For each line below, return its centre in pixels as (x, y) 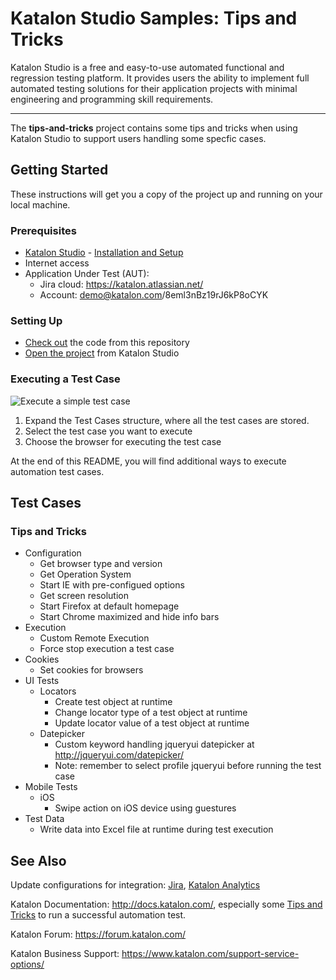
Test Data (44, 819)
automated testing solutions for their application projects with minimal (154, 88)
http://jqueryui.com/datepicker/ (119, 755)
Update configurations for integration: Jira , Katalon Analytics (135, 885)
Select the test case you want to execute (108, 431)
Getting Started (59, 170)
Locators (58, 691)
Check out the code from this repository (107, 343)
